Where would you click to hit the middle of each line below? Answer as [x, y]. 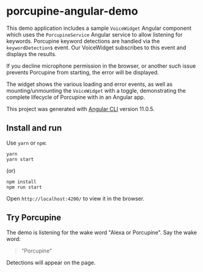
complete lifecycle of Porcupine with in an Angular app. [76, 97]
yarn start [20, 159]
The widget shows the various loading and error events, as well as [89, 84]
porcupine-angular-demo [72, 11]
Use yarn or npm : [27, 143]
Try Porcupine [34, 218]
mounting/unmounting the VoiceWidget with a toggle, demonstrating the [96, 90]
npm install [21, 182]
